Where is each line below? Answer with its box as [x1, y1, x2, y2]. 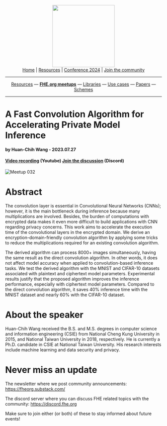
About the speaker [5, 309, 83, 320]
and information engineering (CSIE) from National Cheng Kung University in [5, 331, 160, 337]
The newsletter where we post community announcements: [5, 381, 127, 387]
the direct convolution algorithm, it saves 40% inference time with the [5, 286, 148, 292]
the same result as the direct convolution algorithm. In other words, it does [5, 254, 158, 261]
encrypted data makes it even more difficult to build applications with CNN [5, 218, 158, 224]
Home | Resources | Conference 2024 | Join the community [22, 67, 145, 73]
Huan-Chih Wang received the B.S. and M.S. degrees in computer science [5, 325, 157, 331]
